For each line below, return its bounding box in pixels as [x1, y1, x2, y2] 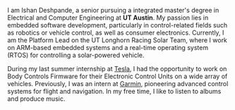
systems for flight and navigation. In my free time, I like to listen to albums [7, 87, 222, 95]
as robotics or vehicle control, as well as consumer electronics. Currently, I [7, 28, 224, 37]
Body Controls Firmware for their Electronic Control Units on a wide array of [7, 72, 228, 80]
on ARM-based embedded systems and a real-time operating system [7, 44, 209, 51]
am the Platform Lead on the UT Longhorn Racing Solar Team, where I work [7, 36, 228, 44]
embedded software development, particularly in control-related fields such [7, 21, 228, 29]
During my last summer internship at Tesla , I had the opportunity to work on [7, 65, 227, 73]
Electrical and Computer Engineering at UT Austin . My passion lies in [7, 13, 209, 22]
